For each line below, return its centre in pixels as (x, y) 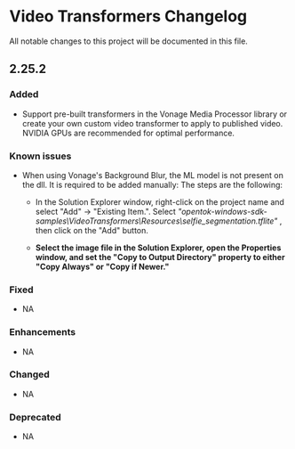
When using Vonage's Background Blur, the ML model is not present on (153, 175)
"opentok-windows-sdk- (223, 211)
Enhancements (43, 332)
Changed (30, 374)
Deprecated (36, 417)
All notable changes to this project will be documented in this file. (129, 41)
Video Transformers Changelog (128, 16)
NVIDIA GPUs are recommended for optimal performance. (128, 133)
